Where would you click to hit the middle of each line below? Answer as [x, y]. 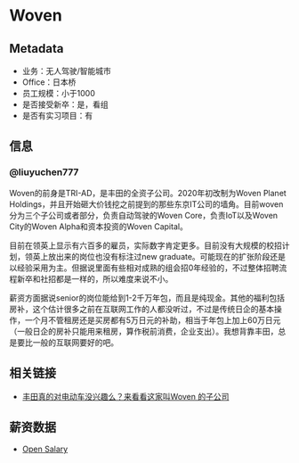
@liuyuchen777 [44, 172]
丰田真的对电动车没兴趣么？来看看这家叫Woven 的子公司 [125, 396]
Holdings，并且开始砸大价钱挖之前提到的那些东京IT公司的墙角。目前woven [146, 204]
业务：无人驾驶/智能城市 [66, 71]
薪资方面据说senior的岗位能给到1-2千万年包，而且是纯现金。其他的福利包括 [147, 298]
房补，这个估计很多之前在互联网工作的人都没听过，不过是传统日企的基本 [141, 309]
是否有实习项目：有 [57, 116]
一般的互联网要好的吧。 [75, 342]
